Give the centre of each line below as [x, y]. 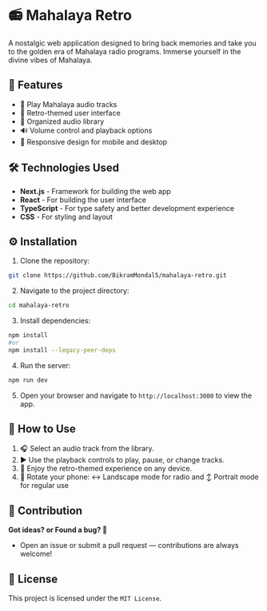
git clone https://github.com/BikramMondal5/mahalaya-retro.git [118, 276]
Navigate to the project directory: [74, 291]
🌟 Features [36, 85]
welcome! [36, 554]
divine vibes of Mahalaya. [50, 60]
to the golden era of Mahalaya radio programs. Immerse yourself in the [125, 51]
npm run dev [28, 380]
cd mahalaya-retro [39, 305]
